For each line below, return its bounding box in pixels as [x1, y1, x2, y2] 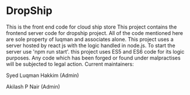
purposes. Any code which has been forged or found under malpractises [6, 54, 181, 61]
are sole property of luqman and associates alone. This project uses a [6, 36, 174, 43]
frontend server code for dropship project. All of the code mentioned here [6, 29, 184, 36]
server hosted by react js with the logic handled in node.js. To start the [6, 42, 176, 49]
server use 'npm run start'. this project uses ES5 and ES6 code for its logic [6, 48, 185, 55]
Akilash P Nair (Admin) [6, 83, 60, 90]
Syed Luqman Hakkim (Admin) [6, 72, 79, 79]
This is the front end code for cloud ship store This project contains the [6, 23, 177, 30]
